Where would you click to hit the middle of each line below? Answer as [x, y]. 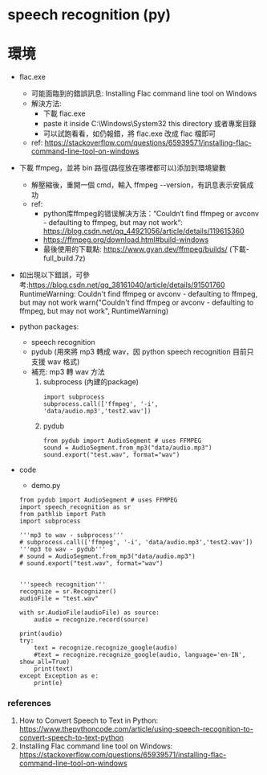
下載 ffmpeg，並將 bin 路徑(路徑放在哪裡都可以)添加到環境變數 [122, 168]
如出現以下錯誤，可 [51, 275]
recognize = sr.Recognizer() [68, 592]
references [29, 703]
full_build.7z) [64, 258]
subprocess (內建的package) [91, 382]
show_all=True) [44, 662]
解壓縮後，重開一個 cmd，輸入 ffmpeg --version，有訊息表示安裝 [139, 185]
